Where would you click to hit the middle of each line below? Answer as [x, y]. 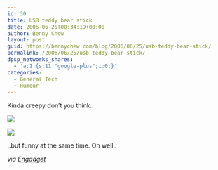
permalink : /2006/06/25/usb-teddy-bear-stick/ [76, 53]
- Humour [26, 86]
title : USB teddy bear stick [50, 20]
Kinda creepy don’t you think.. [50, 105]
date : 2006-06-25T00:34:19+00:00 [56, 27]
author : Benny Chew [36, 33]
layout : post [26, 40]
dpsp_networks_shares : [40, 60]
